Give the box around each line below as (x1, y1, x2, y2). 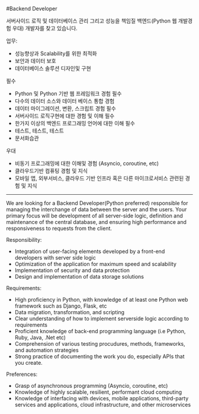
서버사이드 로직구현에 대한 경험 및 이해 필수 (14, 112, 115, 119)
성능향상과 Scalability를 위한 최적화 (14, 50, 97, 57)
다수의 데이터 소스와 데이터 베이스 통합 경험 (14, 97, 115, 105)
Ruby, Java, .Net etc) (14, 334, 66, 341)
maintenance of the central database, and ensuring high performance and (6, 219, 187, 225)
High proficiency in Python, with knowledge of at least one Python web (14, 296, 188, 303)
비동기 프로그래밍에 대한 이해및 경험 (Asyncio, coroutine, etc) (14, 160, 159, 167)
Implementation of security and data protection (14, 267, 130, 274)
